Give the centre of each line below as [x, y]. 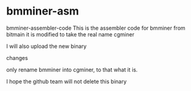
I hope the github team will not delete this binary [67, 81]
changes [17, 58]
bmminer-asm [43, 11]
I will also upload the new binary [46, 46]
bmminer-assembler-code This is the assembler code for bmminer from [96, 28]
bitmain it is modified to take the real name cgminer [70, 34]
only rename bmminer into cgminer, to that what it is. [72, 69]
